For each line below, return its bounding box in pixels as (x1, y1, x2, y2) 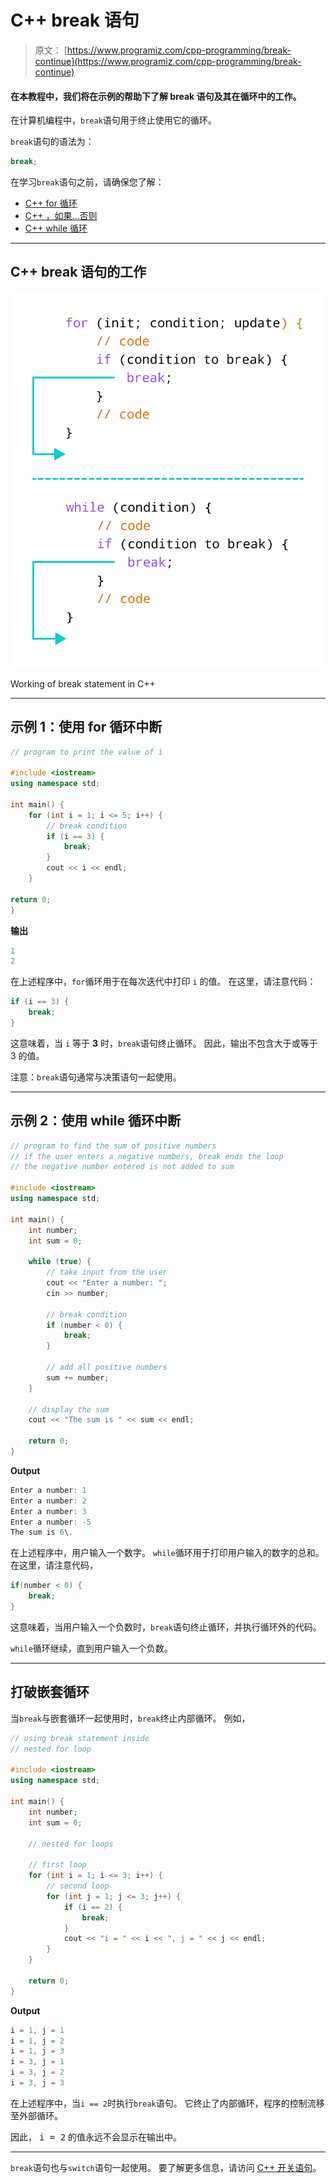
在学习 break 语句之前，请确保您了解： (10, 176, 165, 188)
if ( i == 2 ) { (63, 1902, 123, 1912)
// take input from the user (46, 1267, 168, 1278)
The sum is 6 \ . (10, 1527, 74, 1538)
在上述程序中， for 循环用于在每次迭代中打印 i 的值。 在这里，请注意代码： (10, 976, 317, 988)
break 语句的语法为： (10, 136, 95, 148)
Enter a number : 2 (10, 1496, 87, 1506)
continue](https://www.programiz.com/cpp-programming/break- (34, 55, 302, 67)
